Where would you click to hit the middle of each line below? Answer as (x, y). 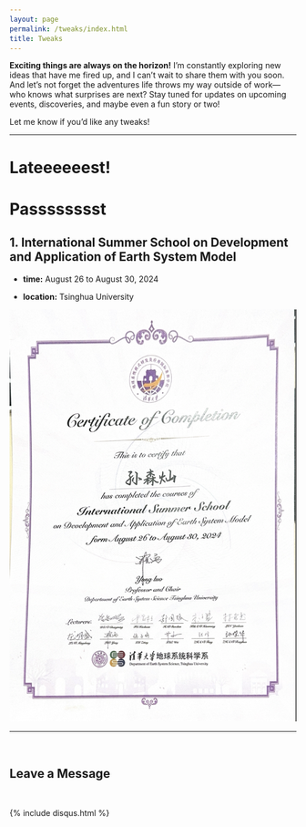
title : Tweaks (36, 38)
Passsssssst (58, 209)
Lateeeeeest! (60, 167)
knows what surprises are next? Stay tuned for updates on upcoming (157, 95)
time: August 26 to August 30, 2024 (91, 279)
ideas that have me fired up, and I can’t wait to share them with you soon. (147, 75)
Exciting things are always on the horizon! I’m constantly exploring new (145, 66)
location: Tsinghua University (78, 296)
